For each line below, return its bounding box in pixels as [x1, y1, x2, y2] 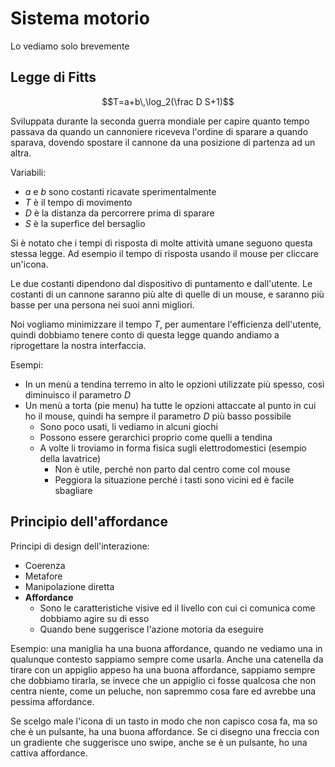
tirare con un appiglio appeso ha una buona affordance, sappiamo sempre [10, 663, 316, 676]
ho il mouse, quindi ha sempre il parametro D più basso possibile [24, 410, 292, 422]
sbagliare [54, 484, 93, 496]
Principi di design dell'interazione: [10, 540, 150, 552]
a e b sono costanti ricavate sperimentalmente [24, 185, 217, 197]
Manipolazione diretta [24, 580, 115, 592]
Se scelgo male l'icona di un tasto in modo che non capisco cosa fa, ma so [10, 715, 318, 727]
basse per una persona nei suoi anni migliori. [10, 298, 195, 311]
